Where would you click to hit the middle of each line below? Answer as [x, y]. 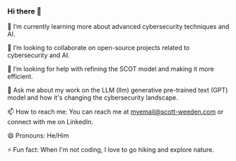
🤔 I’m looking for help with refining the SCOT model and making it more [111, 69]
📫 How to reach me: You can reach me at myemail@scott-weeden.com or [116, 112]
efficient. [20, 76]
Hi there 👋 [25, 11]
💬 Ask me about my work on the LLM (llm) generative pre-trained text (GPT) [118, 90]
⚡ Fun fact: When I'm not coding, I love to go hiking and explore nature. [111, 150]
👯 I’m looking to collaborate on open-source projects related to [99, 48]
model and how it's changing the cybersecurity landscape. [93, 97]
